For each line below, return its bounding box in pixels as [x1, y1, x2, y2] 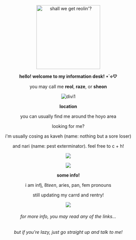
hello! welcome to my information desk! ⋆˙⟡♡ [19, 73, 118, 79]
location [59, 103, 77, 110]
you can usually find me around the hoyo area [20, 113, 117, 119]
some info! [57, 172, 80, 178]
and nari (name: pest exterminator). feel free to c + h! [12, 143, 124, 149]
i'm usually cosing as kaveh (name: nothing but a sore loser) [5, 133, 131, 139]
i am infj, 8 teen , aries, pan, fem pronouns [25, 182, 112, 188]
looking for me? [51, 123, 85, 129]
